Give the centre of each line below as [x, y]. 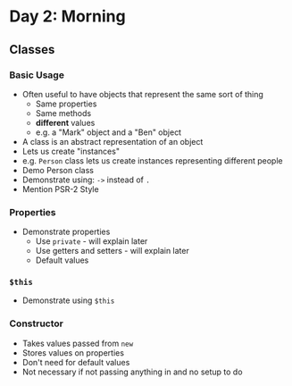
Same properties [66, 104]
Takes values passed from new [78, 343]
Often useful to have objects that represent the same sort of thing [142, 94]
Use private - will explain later [92, 241]
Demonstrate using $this [68, 300]
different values [65, 122]
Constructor [37, 323]
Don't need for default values [76, 362]
